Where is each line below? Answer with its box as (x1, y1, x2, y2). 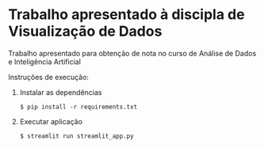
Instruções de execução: (8, 72, 90, 82)
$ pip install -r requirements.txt (19, 103, 138, 111)
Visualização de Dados (8, 22, 163, 40)
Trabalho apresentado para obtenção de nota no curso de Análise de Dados (8, 48, 257, 58)
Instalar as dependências (19, 87, 102, 97)
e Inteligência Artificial (8, 57, 82, 66)
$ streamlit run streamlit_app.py (19, 132, 134, 140)
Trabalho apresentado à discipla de (8, 6, 245, 24)
